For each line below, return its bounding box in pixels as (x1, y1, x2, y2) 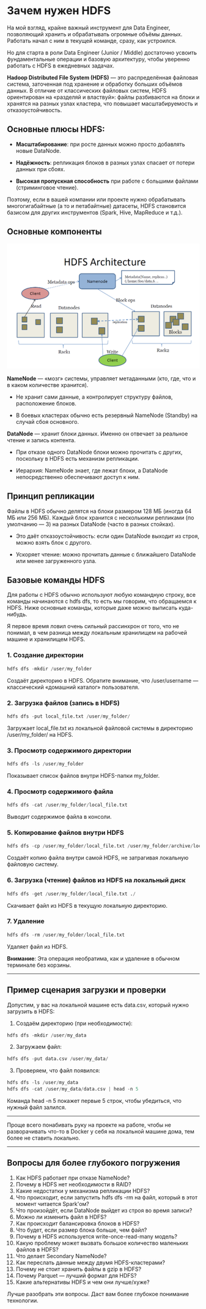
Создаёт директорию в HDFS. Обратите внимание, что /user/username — (7, 677, 199, 684)
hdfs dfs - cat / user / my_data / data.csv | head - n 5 (7, 1086, 139, 1092)
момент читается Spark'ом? (15, 1200, 89, 1207)
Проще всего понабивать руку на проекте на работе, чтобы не (7, 1121, 172, 1129)
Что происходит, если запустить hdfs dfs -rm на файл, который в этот (15, 1194, 198, 1201)
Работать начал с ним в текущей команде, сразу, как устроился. (7, 37, 177, 44)
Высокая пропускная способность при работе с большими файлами (15, 177, 199, 185)
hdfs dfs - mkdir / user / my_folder (7, 666, 92, 672)
